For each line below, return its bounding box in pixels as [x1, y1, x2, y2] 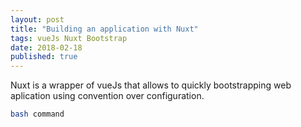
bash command [10, 109, 65, 120]
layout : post [10, 14, 65, 25]
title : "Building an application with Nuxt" [10, 24, 199, 34]
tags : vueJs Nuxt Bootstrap [10, 33, 128, 43]
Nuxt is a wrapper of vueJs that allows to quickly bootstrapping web [10, 79, 292, 91]
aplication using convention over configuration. [10, 90, 205, 102]
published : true [10, 52, 78, 62]
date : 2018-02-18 [10, 42, 83, 53]
